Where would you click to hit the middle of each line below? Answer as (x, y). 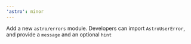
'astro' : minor (25, 11)
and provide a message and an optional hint (59, 34)
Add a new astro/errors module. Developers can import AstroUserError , (95, 28)
